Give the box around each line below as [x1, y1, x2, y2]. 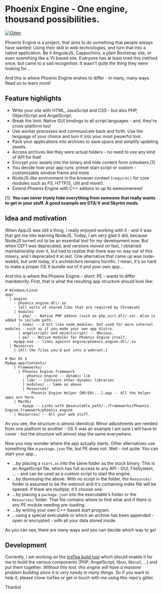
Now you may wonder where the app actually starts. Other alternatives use [5, 440, 155, 446]
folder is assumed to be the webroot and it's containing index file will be [12, 481, 157, 487]
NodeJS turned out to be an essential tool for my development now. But [5, 237, 148, 243]
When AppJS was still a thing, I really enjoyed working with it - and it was [5, 227, 152, 233]
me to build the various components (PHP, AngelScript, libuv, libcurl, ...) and [5, 559, 157, 565]
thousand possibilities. [5, 14, 100, 25]
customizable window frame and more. [12, 170, 91, 176]
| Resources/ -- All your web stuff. [14, 412, 91, 417]
